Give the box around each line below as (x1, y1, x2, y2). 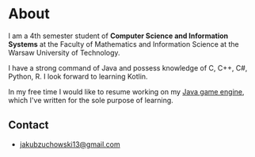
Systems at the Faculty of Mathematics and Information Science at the (8, 39, 239, 48)
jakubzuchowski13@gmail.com (19, 140, 120, 149)
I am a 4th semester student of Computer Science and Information (8, 31, 229, 40)
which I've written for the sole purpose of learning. (8, 95, 174, 105)
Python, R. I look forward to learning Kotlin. (8, 71, 148, 81)
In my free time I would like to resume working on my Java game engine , (8, 86, 245, 96)
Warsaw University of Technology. (8, 48, 120, 57)
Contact (8, 118, 49, 132)
